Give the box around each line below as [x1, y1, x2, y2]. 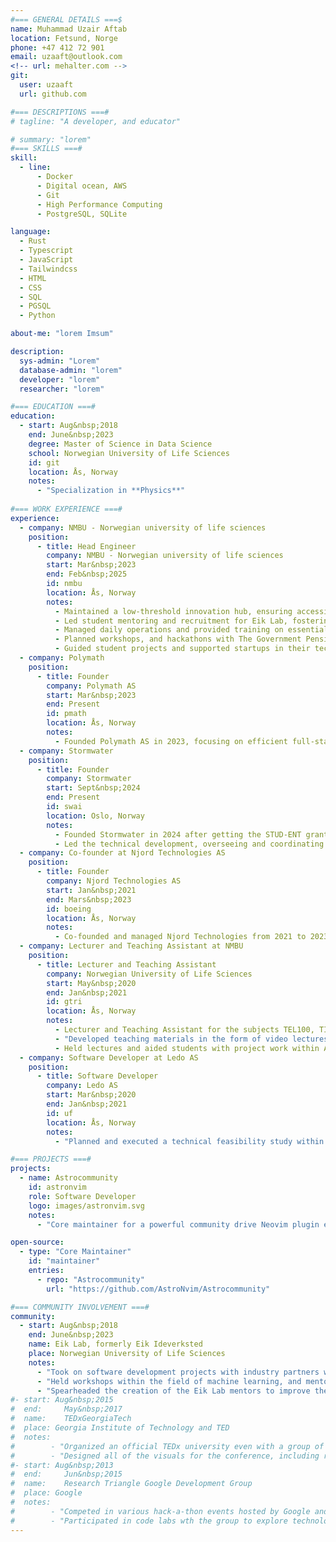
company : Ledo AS [46, 1081, 118, 1091]
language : [10, 227, 52, 237]
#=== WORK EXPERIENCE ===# [10, 504, 123, 514]
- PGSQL [19, 301, 52, 311]
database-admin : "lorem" [19, 365, 123, 375]
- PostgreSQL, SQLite [36, 209, 128, 219]
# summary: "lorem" [10, 134, 92, 145]
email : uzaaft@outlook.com [10, 52, 123, 62]
